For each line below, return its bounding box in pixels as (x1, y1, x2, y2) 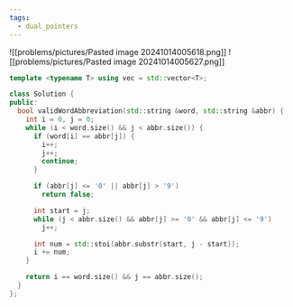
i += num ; (32, 247, 70, 257)
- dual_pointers (17, 22, 78, 31)
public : (9, 98, 39, 107)
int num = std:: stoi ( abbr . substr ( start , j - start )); (32, 239, 241, 248)
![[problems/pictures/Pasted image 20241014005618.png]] (9, 46, 227, 57)
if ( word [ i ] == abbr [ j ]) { (32, 132, 135, 141)
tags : (9, 13, 30, 23)
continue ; (41, 157, 78, 166)
